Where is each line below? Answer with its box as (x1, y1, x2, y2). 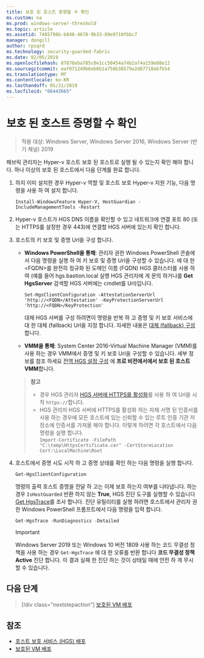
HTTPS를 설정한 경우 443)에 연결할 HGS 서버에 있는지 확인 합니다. (21, 223, 181, 231)
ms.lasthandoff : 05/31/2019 (6, 83, 78, 89)
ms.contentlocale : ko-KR (6, 77, 69, 83)
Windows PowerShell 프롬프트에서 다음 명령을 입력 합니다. (21, 506, 163, 513)
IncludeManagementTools (15, 204, 76, 210)
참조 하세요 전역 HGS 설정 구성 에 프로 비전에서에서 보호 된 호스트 (35, 357, 191, 365)
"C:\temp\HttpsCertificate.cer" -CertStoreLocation (39, 442, 174, 448)
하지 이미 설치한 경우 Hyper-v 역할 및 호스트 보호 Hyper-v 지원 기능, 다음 (15, 179, 189, 186)
